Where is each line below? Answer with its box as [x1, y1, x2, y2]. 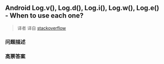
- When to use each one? [5, 12, 84, 20]
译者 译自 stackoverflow [17, 25, 66, 31]
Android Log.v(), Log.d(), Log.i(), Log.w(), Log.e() [5, 4, 160, 12]
